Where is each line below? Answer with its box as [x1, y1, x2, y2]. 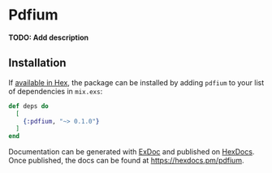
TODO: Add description [8, 32, 89, 42]
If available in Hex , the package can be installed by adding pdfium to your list [8, 77, 265, 87]
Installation [8, 56, 67, 70]
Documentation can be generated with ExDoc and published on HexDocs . [8, 147, 255, 157]
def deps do [8, 102, 49, 110]
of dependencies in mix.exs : [8, 86, 103, 96]
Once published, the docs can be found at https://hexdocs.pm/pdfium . [8, 156, 244, 166]
